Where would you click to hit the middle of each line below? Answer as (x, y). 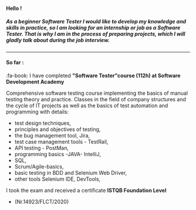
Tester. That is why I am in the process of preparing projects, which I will (96, 34)
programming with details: (37, 112)
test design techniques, (43, 123)
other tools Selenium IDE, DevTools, (57, 179)
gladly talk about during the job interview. (58, 40)
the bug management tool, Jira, (52, 135)
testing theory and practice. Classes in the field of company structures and (96, 99)
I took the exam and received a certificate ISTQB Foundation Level (86, 190)
